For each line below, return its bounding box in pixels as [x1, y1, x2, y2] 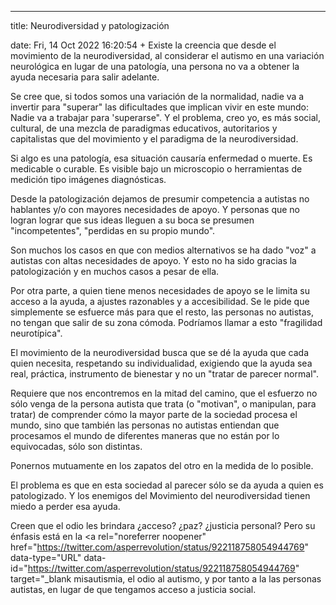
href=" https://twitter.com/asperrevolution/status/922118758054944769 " [10, 541, 309, 553]
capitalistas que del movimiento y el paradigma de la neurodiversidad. [10, 133, 299, 145]
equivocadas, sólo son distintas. [10, 441, 143, 452]
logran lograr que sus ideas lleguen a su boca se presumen [10, 214, 255, 226]
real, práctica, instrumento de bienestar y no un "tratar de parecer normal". [10, 368, 319, 380]
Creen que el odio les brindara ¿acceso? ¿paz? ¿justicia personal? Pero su [10, 520, 316, 531]
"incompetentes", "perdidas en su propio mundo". [10, 225, 216, 236]
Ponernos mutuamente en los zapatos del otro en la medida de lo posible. [10, 460, 314, 471]
